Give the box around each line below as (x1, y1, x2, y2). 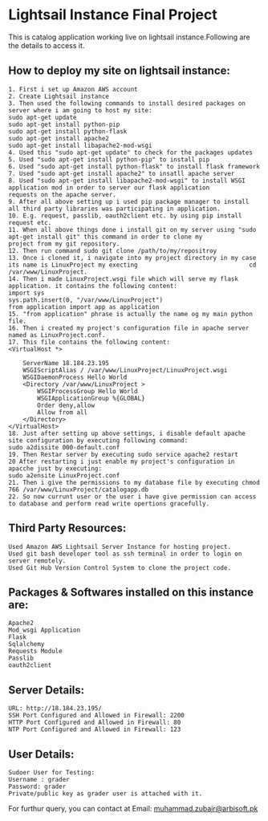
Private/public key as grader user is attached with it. (8, 790, 203, 798)
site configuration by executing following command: (8, 436, 189, 445)
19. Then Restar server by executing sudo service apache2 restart (8, 450, 239, 458)
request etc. (8, 218, 52, 226)
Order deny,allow (37, 401, 95, 409)
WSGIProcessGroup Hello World (37, 387, 138, 395)
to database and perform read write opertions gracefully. (8, 499, 210, 507)
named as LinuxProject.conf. (8, 331, 106, 339)
